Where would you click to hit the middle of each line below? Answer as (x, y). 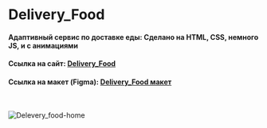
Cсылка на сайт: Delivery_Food (62, 64)
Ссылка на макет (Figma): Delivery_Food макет (90, 82)
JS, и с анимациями (43, 45)
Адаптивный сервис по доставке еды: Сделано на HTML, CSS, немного (133, 37)
